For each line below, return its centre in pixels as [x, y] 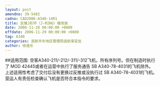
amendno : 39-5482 [23, 14]
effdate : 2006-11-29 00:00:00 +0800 [42, 32]
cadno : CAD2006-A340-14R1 [31, 18]
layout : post [18, 9]
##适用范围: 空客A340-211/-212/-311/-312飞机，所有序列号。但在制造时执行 [80, 60]
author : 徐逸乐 [19, 46]
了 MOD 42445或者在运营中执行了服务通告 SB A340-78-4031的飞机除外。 [79, 66]
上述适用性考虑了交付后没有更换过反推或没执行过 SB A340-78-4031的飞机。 [81, 72]
